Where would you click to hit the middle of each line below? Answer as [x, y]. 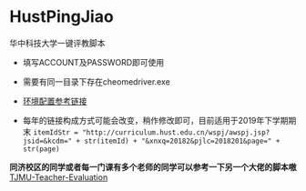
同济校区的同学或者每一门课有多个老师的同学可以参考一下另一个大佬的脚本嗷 [153, 166]
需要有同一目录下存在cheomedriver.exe [96, 81]
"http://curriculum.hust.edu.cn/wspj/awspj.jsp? [176, 132]
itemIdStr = [56, 132]
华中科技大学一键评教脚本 [57, 43]
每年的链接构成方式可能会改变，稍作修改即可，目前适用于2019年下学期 [155, 120]
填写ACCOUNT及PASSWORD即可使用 [93, 62]
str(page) [41, 149]
